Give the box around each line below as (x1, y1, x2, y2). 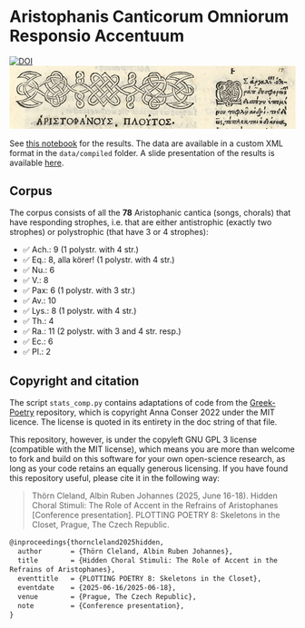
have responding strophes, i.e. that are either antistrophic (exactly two (9, 217, 272, 228)
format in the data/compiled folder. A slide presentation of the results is (9, 147, 275, 158)
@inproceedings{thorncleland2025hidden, (9, 538, 165, 547)
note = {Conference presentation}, (17, 602, 184, 611)
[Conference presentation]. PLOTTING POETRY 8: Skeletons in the (31, 510, 280, 521)
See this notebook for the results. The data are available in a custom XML (9, 138, 284, 149)
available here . (9, 157, 64, 168)
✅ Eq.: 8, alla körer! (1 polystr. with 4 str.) (22, 254, 175, 265)
